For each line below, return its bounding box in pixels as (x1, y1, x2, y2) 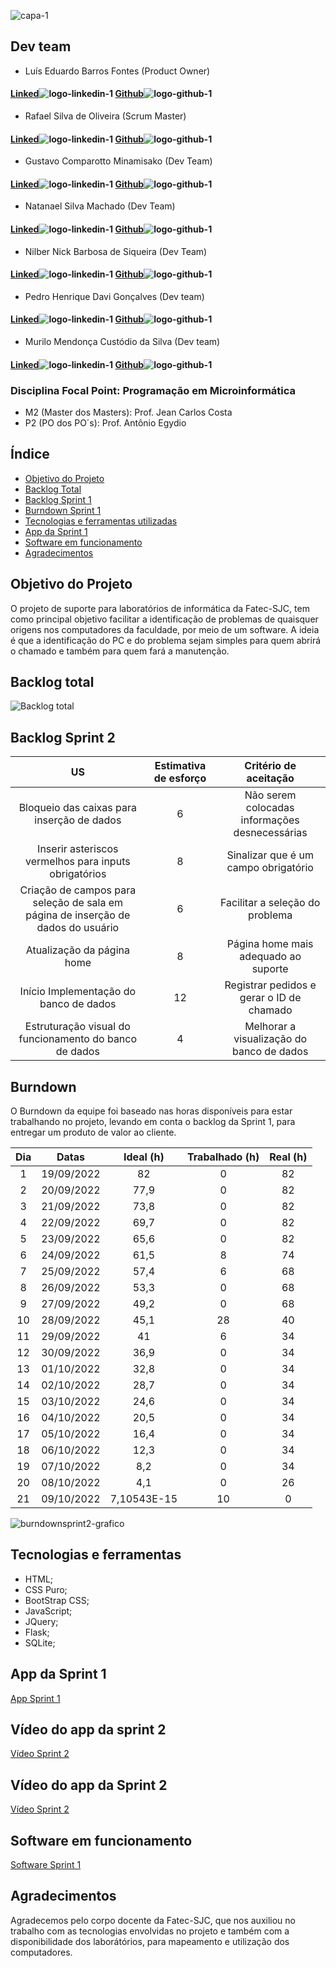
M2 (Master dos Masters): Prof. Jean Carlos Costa (24, 406, 233, 418)
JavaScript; (24, 1605, 73, 1617)
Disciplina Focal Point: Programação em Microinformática (10, 383, 297, 397)
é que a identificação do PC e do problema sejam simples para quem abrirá (10, 634, 322, 646)
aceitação (246, 771, 295, 785)
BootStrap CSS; (24, 1594, 90, 1606)
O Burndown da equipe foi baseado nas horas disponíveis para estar (10, 1105, 293, 1117)
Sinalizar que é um (226, 848, 314, 862)
